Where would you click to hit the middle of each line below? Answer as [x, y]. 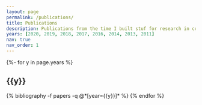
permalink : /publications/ [40, 17]
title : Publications [32, 23]
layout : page [23, 12]
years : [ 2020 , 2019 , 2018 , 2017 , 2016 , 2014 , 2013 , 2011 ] [81, 34]
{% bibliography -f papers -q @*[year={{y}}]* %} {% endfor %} [85, 95]
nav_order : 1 [23, 46]
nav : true [19, 40]
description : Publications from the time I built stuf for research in [98, 28]
